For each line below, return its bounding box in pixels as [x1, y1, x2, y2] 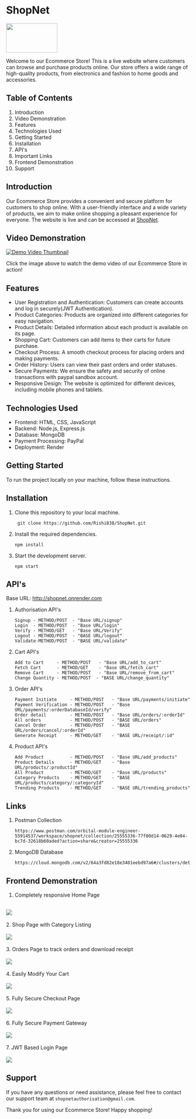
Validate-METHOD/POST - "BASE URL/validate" [14, 638, 128, 644]
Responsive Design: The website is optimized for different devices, [14, 380, 176, 387]
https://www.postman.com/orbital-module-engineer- [14, 828, 141, 834]
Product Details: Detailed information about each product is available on [14, 324, 188, 331]
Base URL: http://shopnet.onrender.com [6, 595, 102, 602]
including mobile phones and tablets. [14, 386, 104, 393]
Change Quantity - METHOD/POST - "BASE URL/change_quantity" [14, 675, 170, 681]
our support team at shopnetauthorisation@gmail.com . [6, 1095, 136, 1102]
